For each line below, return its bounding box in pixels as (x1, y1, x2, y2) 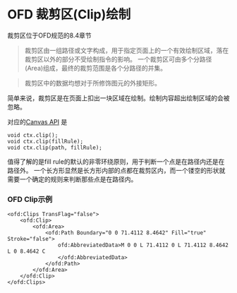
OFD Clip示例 (7, 194, 53, 204)
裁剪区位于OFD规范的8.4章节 (7, 31, 92, 40)
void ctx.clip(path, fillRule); (7, 144, 102, 151)
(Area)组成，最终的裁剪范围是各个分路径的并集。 (24, 64, 167, 72)
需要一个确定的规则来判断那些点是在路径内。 (7, 174, 138, 184)
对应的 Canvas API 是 (7, 117, 68, 126)
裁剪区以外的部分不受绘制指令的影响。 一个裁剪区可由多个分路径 (24, 54, 212, 64)
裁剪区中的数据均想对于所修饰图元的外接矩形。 (24, 78, 161, 87)
